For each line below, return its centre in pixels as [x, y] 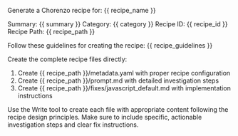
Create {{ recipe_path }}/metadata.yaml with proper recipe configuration [124, 73]
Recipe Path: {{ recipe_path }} [51, 32]
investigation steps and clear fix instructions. [73, 125]
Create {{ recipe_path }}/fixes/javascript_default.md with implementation [124, 88]
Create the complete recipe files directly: [67, 59]
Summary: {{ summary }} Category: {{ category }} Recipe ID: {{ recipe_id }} [118, 24]
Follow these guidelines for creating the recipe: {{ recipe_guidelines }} [110, 45]
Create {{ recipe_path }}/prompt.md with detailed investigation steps [118, 80]
